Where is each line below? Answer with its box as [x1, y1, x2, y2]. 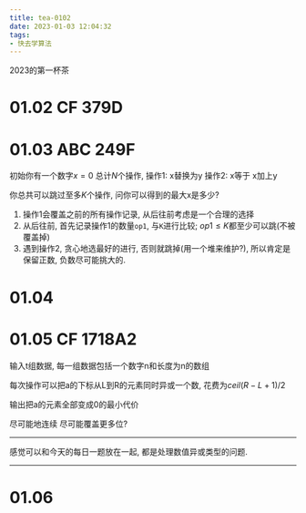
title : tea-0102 [9, 13, 71, 23]
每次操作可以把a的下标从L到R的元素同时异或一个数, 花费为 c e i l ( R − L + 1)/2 [9, 379, 286, 390]
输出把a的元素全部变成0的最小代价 [9, 398, 139, 410]
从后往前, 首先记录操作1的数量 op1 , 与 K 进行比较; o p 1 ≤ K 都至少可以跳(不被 [22, 221, 296, 231]
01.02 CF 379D [9, 97, 123, 118]
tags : [9, 30, 30, 39]
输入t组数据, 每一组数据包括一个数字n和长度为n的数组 [9, 360, 210, 371]
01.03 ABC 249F [9, 139, 136, 159]
